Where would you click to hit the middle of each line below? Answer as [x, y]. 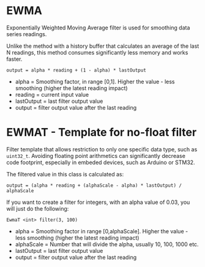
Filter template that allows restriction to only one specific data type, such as [102, 149]
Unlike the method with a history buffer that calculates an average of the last [103, 46]
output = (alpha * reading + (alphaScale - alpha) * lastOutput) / [94, 185]
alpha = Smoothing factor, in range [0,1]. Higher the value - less [95, 81]
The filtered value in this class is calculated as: [65, 174]
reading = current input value [52, 94]
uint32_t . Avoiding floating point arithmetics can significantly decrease [96, 156]
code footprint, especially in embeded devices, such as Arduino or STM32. [101, 162]
